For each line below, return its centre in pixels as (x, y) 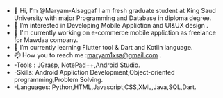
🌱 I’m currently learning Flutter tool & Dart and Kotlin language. (103, 47)
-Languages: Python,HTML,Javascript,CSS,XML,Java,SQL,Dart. (105, 87)
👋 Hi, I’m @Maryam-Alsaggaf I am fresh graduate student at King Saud (115, 11)
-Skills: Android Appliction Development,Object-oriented (94, 72)
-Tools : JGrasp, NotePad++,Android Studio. (77, 65)
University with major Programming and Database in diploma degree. (113, 18)
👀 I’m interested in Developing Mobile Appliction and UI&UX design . (111, 25)
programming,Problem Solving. (58, 80)
